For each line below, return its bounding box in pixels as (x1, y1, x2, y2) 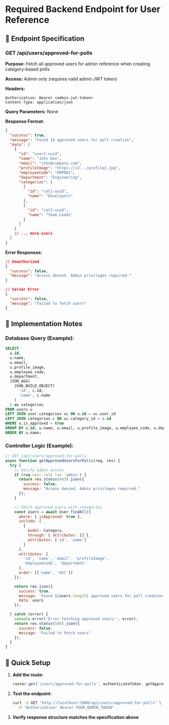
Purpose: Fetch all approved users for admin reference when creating (5, 60, 150, 66)
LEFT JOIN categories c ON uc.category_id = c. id (5, 416, 112, 421)
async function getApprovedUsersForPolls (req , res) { (5, 458, 121, 463)
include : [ (18, 519, 42, 524)
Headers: (5, 86, 25, 92)
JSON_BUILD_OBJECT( (14, 383, 55, 388)
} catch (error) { (10, 612, 49, 617)
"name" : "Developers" (27, 194, 73, 199)
